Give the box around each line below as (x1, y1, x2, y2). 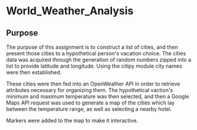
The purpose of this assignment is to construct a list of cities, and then (6, 43, 179, 50)
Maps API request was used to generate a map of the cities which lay (6, 99, 175, 106)
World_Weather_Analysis (6, 4, 134, 18)
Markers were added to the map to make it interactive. (6, 117, 138, 124)
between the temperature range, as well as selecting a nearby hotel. (6, 106, 172, 112)
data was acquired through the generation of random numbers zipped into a (6, 56, 192, 63)
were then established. (6, 69, 62, 75)
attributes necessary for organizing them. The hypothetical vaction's (6, 87, 173, 93)
